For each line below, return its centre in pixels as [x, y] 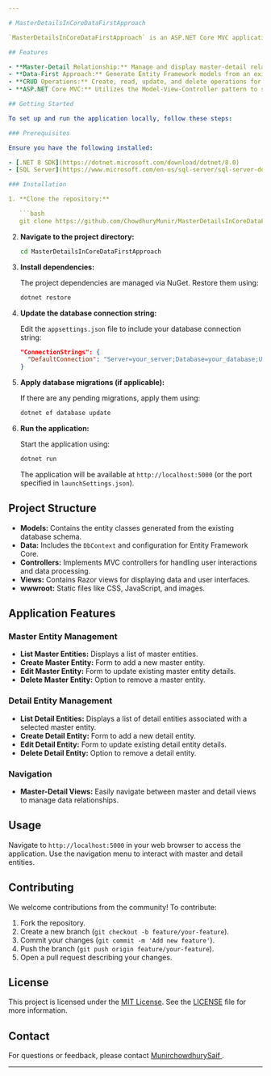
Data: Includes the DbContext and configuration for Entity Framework [134, 545]
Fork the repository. [53, 922]
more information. [38, 1010]
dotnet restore [46, 297]
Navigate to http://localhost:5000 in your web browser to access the [125, 845]
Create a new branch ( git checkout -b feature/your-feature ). [125, 931]
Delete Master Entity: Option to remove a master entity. [113, 680]
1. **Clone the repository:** [59, 199]
